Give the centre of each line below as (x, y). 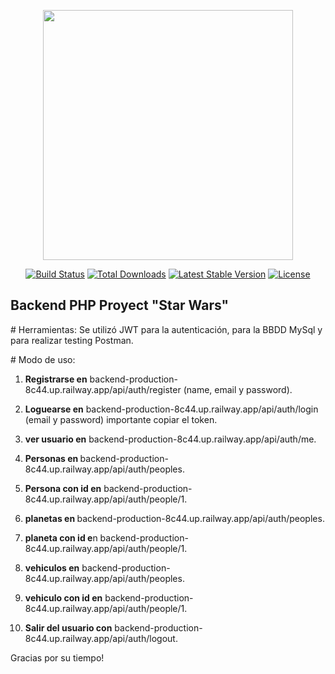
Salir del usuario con (68, 627)
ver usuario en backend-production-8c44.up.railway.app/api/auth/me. (170, 439)
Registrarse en (56, 379)
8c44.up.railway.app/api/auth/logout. (101, 638)
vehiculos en (52, 567)
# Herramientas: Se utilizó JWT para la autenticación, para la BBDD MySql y (166, 329)
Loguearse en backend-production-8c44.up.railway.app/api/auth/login (171, 409)
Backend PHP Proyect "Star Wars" (120, 305)
